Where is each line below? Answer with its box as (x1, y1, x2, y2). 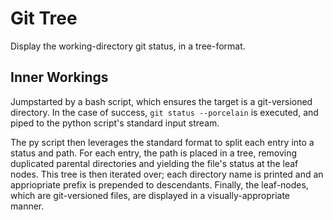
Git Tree (10, 7, 78, 30)
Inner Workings (10, 69, 109, 86)
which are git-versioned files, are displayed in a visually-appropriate (10, 189, 290, 201)
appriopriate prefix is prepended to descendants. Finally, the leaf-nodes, (10, 178, 309, 191)
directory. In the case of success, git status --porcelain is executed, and (10, 106, 319, 118)
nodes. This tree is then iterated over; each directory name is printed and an (10, 168, 324, 180)
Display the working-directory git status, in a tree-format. (10, 40, 246, 52)
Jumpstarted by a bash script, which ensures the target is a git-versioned (10, 95, 313, 107)
